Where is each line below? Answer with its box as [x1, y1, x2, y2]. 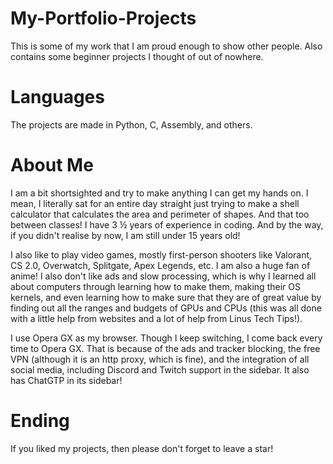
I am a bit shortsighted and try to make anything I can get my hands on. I [10, 187, 309, 199]
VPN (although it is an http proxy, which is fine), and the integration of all [10, 353, 310, 365]
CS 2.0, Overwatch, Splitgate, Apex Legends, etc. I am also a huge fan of [10, 259, 311, 271]
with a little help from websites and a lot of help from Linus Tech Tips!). [10, 312, 303, 324]
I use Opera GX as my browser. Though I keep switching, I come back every [10, 332, 323, 344]
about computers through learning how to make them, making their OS [10, 280, 301, 292]
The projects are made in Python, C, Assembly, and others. [10, 118, 253, 131]
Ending [10, 410, 70, 432]
